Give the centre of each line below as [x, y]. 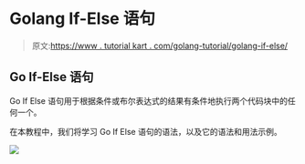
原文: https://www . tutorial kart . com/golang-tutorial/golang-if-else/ [160, 46]
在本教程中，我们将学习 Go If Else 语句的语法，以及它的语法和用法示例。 [146, 131]
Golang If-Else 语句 [82, 19]
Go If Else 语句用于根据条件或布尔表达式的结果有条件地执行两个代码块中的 [148, 100]
